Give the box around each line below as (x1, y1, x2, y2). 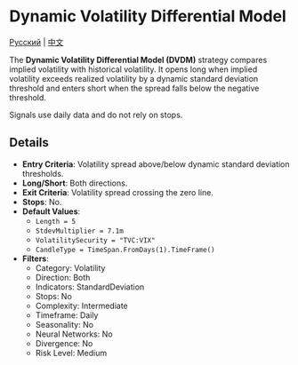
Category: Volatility (35, 262, 106, 273)
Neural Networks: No (35, 329, 113, 339)
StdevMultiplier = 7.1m (35, 226, 125, 235)
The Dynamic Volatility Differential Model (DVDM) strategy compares (9, 54, 268, 65)
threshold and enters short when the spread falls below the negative (9, 83, 260, 93)
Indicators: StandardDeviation (35, 282, 145, 292)
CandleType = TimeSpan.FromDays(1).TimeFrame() (35, 245, 215, 254)
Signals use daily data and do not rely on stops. (9, 109, 183, 120)
